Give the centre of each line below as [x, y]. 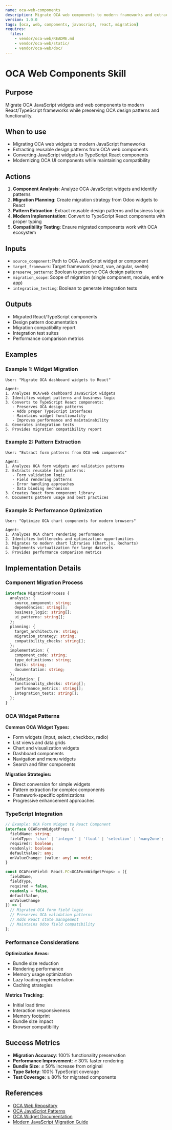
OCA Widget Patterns [33, 716]
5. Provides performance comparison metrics [53, 552]
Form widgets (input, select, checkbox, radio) [61, 737]
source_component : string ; [43, 603]
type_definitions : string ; [43, 660]
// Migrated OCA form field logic [47, 910]
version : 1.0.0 [21, 19]
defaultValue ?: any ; [32, 853]
